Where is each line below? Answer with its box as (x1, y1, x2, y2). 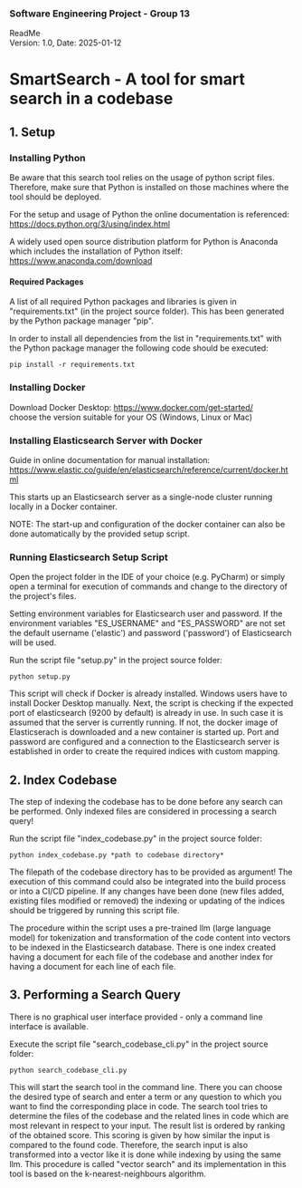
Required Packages (9, 275, 84, 287)
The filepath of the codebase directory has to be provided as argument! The (9, 866, 293, 877)
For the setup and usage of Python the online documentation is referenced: (9, 209, 289, 220)
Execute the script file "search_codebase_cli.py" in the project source (9, 1038, 269, 1049)
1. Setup (9, 124, 56, 140)
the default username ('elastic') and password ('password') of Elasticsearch (9, 628, 292, 639)
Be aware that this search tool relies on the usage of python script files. (9, 172, 276, 183)
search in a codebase (9, 89, 174, 109)
